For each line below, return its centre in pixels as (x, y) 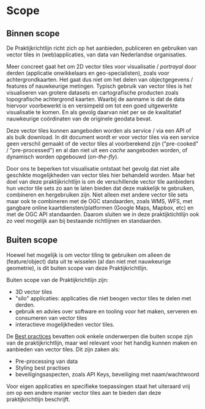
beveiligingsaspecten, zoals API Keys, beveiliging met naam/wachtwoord (107, 374)
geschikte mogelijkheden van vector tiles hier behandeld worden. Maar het (101, 175)
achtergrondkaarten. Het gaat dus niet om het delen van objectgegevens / (100, 80)
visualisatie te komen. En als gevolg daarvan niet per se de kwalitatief (94, 112)
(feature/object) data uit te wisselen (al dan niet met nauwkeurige (89, 261)
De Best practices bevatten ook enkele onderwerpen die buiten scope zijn (99, 336)
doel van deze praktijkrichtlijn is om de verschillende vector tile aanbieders (100, 181)
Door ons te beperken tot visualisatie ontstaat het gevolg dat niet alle (93, 169)
